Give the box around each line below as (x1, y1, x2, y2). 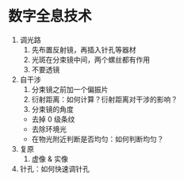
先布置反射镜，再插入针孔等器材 (31, 44, 136, 54)
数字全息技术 (8, 7, 93, 25)
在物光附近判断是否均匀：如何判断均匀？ (31, 134, 164, 144)
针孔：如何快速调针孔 (19, 164, 90, 173)
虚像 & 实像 (31, 154, 69, 164)
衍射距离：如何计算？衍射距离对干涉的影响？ (31, 94, 178, 104)
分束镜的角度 (31, 104, 74, 114)
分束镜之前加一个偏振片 (31, 84, 109, 94)
